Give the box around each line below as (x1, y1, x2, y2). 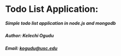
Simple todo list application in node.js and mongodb (5, 20, 116, 26)
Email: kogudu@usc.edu (5, 45, 57, 51)
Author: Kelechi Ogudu (5, 33, 54, 39)
